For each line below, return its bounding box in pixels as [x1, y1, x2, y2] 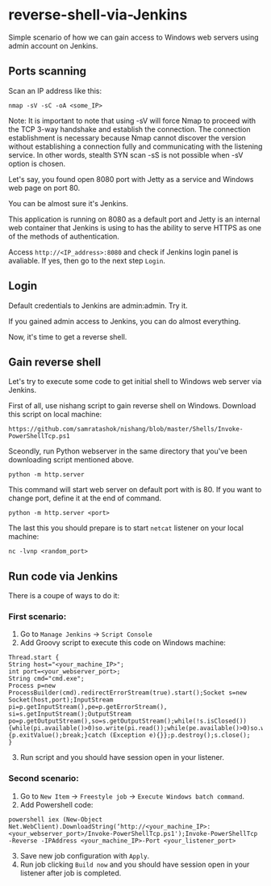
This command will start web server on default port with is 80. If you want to [8, 485, 262, 495]
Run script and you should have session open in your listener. [19, 753, 224, 762]
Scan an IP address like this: [8, 86, 102, 95]
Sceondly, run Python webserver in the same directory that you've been [8, 446, 248, 456]
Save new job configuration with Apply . [19, 850, 150, 860]
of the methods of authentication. [8, 231, 119, 241]
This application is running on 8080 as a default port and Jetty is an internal [8, 214, 261, 224]
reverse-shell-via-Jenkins [8, 6, 188, 24]
